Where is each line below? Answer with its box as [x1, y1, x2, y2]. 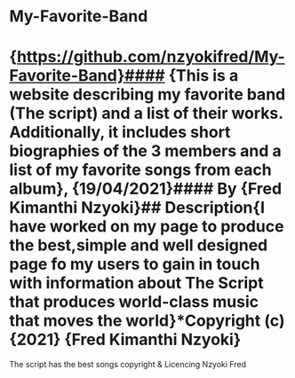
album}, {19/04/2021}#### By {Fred [9, 179, 283, 199]
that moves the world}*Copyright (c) [9, 311, 286, 331]
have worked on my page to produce [9, 217, 284, 237]
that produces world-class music [9, 292, 259, 312]
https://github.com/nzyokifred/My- [16, 47, 286, 67]
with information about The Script [9, 273, 264, 294]
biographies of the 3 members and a [9, 141, 282, 161]
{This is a [168, 66, 239, 86]
